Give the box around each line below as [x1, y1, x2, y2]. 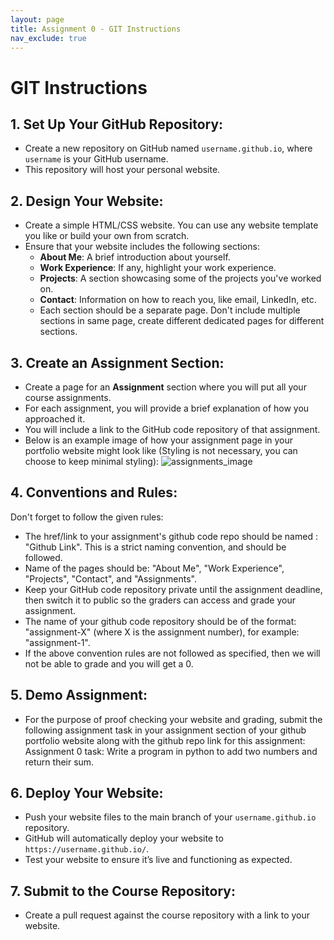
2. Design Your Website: [10, 192, 164, 210]
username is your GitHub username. [24, 153, 169, 165]
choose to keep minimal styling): [24, 456, 160, 467]
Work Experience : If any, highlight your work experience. [39, 262, 277, 274]
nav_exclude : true [10, 33, 87, 43]
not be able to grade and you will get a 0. [24, 657, 194, 670]
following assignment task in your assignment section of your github [24, 724, 307, 736]
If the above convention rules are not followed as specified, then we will [24, 647, 321, 659]
